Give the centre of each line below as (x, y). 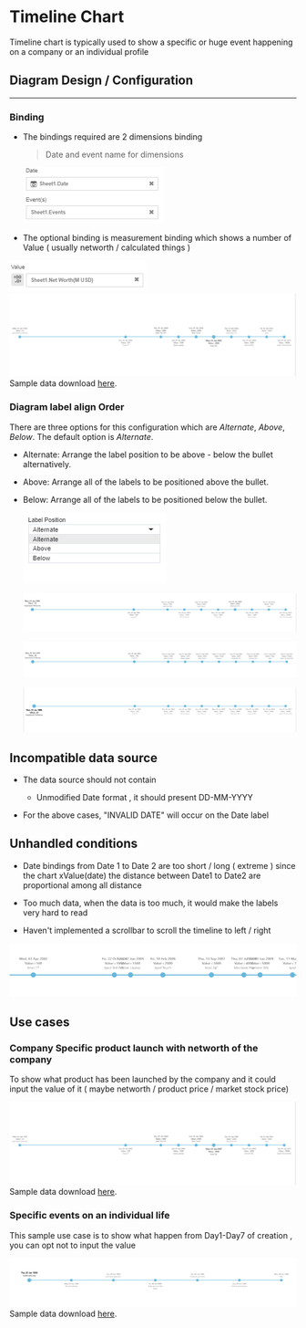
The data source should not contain (89, 779)
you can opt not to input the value (73, 1245)
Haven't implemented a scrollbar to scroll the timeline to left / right (147, 930)
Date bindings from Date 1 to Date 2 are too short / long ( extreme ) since (159, 865)
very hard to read (55, 912)
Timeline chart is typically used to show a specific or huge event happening (151, 42)
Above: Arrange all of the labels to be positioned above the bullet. (145, 482)
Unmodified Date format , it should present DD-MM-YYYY (144, 797)
